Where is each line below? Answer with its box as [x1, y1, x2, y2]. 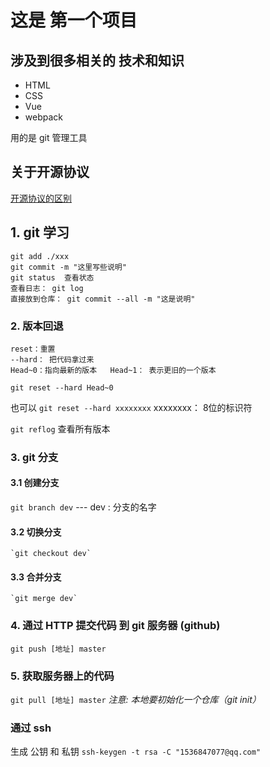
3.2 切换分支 [10, 526, 62, 538]
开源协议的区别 [10, 192, 72, 204]
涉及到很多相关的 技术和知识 [10, 52, 185, 69]
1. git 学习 [10, 224, 70, 241]
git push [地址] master [10, 644, 107, 654]
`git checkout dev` [10, 549, 92, 559]
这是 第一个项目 [10, 9, 138, 32]
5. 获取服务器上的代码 [10, 669, 115, 683]
